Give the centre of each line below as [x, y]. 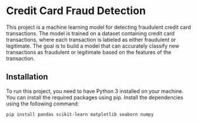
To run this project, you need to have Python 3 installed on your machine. [95, 91]
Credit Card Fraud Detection [76, 11]
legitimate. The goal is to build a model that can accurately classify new [93, 46]
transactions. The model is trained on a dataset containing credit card [90, 33]
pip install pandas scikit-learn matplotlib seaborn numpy [80, 114]
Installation [27, 77]
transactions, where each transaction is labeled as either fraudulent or [91, 39]
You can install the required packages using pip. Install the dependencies [95, 97]
